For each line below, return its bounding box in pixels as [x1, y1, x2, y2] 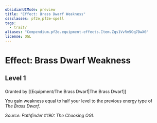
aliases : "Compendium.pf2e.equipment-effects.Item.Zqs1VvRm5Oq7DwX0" [5, 30, 149, 34]
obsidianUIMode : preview [5, 7, 55, 12]
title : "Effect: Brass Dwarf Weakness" [5, 12, 86, 16]
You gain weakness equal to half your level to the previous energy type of [5, 98, 153, 104]
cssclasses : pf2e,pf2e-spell [5, 16, 64, 21]
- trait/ [9, 25, 27, 30]
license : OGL [5, 34, 32, 39]
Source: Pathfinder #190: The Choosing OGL [5, 112, 95, 119]
